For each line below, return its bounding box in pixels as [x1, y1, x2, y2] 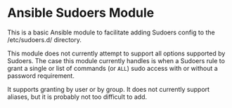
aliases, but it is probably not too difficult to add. [7, 93, 148, 101]
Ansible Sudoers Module [7, 5, 155, 21]
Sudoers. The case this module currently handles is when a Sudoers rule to [7, 56, 225, 65]
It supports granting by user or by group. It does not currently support [7, 85, 210, 93]
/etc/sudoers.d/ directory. [7, 35, 82, 43]
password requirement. [7, 72, 75, 80]
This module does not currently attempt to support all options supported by [7, 49, 226, 58]
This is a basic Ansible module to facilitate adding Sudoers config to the [7, 28, 216, 36]
